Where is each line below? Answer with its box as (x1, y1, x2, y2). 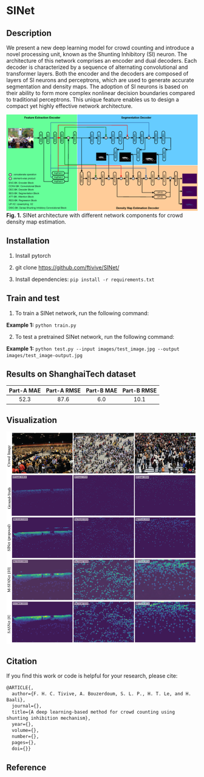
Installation (6, 236, 50, 246)
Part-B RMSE (122, 386, 157, 394)
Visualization (6, 415, 58, 425)
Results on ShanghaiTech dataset (6, 369, 137, 379)
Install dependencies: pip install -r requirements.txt (15, 275, 155, 283)
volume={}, (12, 728, 39, 734)
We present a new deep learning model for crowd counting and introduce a (6, 44, 194, 51)
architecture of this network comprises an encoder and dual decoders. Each (6, 57, 197, 64)
